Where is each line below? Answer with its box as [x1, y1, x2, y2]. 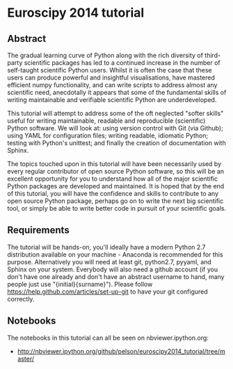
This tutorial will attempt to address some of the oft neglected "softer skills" [7, 110, 224, 117]
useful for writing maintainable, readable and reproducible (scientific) [7, 116, 206, 125]
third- [204, 51, 221, 59]
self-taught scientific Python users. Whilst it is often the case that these [7, 66, 212, 74]
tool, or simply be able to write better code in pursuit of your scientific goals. [7, 204, 227, 212]
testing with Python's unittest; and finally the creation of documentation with [7, 139, 226, 147]
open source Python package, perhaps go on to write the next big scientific [7, 197, 224, 205]
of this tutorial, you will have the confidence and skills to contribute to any [7, 190, 219, 197]
